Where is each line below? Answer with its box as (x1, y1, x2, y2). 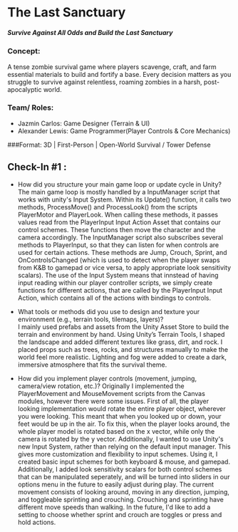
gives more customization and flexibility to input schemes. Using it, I (17, 449, 218, 458)
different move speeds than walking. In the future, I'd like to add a (17, 503, 211, 511)
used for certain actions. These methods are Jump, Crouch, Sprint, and (17, 248, 227, 256)
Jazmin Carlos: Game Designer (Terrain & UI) (17, 119, 150, 127)
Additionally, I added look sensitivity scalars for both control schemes (17, 464, 222, 474)
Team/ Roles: (7, 103, 54, 113)
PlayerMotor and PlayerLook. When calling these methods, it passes (17, 210, 219, 219)
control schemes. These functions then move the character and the (17, 225, 216, 234)
